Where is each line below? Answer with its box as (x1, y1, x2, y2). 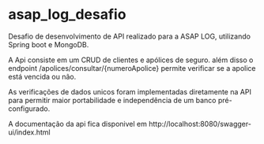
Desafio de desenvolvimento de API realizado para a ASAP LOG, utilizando (8, 31, 251, 41)
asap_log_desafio (8, 6, 126, 24)
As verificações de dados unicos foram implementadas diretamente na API (8, 87, 251, 96)
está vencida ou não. (8, 72, 77, 81)
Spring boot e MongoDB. (8, 39, 89, 49)
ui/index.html (8, 127, 51, 137)
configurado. (8, 104, 51, 113)
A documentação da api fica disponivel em (8, 119, 148, 128)
